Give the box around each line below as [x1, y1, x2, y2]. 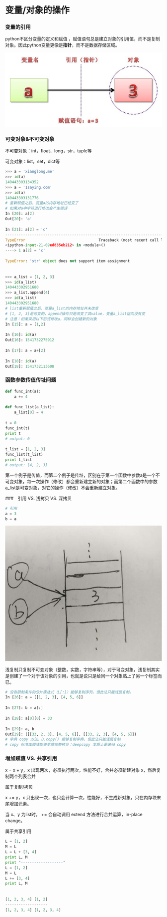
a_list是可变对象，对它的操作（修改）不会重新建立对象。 [5, 485, 120, 491]
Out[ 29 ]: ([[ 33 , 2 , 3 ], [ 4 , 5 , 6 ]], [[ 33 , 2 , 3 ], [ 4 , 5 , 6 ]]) [5, 732, 137, 737]
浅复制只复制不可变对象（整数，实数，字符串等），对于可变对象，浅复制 [5, 666, 151, 672]
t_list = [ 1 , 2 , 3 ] [5, 447, 46, 452]
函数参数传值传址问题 [5, 376, 56, 383]
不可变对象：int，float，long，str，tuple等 [5, 148, 92, 154]
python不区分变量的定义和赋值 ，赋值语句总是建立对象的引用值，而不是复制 [5, 36, 160, 42]
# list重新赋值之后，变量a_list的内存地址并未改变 [5, 306, 98, 311]
